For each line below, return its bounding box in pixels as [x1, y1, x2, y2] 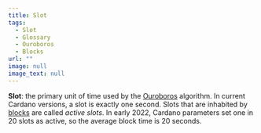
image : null [8, 63, 47, 70]
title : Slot [8, 11, 47, 20]
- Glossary [15, 33, 51, 41]
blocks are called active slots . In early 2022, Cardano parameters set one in [8, 107, 254, 117]
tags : [8, 19, 26, 27]
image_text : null [8, 70, 65, 77]
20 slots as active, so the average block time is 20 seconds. [8, 116, 202, 125]
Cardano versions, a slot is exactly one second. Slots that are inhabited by [8, 99, 248, 109]
